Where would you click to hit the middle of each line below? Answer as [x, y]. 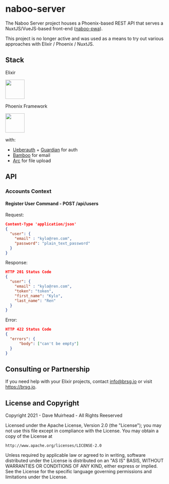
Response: [17, 263]
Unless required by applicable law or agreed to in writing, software [76, 455]
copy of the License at [29, 436]
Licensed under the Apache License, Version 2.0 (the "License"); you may [83, 426]
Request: [15, 215]
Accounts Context [28, 191]
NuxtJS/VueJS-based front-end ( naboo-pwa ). [54, 28]
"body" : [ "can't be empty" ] [49, 344]
